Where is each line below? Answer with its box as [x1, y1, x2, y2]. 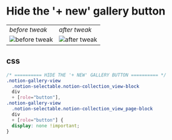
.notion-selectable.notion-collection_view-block [12, 83, 139, 89]
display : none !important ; [12, 122, 80, 128]
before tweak [9, 25, 47, 34]
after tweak [59, 25, 92, 34]
